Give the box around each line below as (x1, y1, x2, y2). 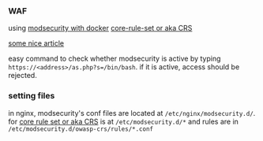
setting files (8, 91, 55, 102)
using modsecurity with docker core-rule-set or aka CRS (8, 24, 193, 33)
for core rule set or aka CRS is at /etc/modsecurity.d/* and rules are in (8, 117, 239, 126)
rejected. (8, 71, 37, 80)
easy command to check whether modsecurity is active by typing (8, 54, 221, 64)
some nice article (8, 39, 65, 48)
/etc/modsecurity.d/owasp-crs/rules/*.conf (8, 124, 154, 133)
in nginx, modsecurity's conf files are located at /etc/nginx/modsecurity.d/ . (8, 108, 256, 117)
